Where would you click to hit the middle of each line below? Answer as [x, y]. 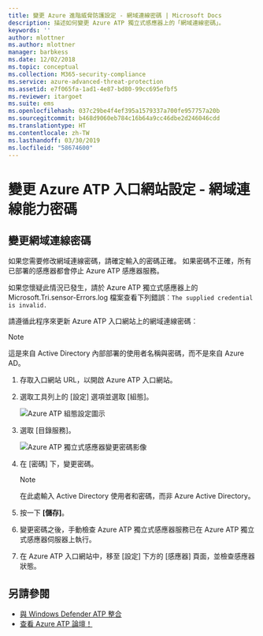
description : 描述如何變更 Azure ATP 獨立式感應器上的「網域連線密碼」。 [117, 23]
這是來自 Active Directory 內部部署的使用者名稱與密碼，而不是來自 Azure [126, 353]
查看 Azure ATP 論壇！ [56, 624]
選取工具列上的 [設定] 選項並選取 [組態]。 [86, 397]
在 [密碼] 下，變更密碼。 [59, 464]
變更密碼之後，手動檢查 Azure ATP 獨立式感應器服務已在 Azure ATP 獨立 [137, 529]
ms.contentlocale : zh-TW [49, 133]
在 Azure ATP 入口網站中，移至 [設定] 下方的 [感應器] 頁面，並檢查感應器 [137, 556]
